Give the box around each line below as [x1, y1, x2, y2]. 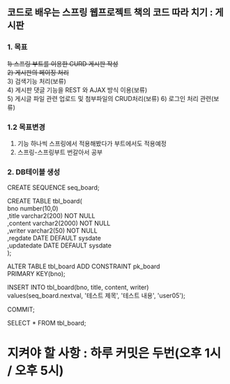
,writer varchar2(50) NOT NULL [7, 226, 98, 235]
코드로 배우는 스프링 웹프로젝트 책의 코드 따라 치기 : [7, 6, 213, 19]
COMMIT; [7, 305, 35, 314]
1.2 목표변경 [7, 122, 45, 132]
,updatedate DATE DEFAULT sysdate [7, 241, 112, 249]
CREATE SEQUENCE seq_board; [7, 183, 100, 192]
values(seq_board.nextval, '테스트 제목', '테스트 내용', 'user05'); [7, 291, 186, 300]
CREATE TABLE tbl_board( [7, 197, 82, 206]
